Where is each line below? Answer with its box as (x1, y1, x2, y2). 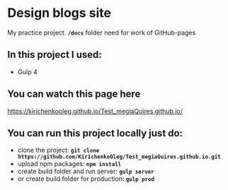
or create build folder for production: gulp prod (17, 174, 155, 183)
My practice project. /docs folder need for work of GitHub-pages (7, 28, 196, 37)
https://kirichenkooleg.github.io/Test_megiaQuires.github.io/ (7, 107, 183, 115)
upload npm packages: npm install (17, 160, 122, 168)
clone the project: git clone (17, 146, 100, 155)
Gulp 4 (17, 67, 38, 76)
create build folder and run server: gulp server (17, 167, 154, 176)
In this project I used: (7, 49, 103, 61)
